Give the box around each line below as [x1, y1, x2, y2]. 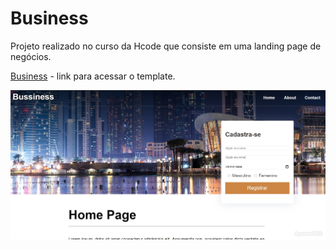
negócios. [10, 50, 52, 62]
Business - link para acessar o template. [10, 70, 176, 82]
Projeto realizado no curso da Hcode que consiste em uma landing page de [10, 40, 322, 52]
